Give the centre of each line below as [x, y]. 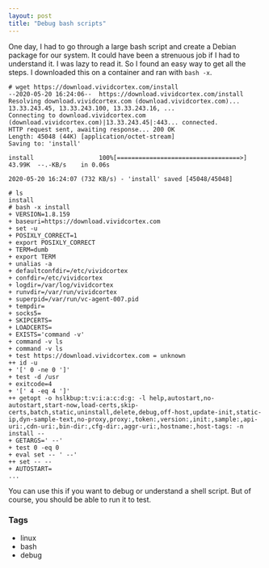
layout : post [30, 16]
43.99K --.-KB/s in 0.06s [59, 165]
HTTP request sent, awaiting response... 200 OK [92, 129]
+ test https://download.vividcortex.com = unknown [97, 356]
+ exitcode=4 [30, 384]
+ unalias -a [30, 263]
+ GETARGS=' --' [36, 440]
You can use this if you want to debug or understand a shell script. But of [130, 490]
